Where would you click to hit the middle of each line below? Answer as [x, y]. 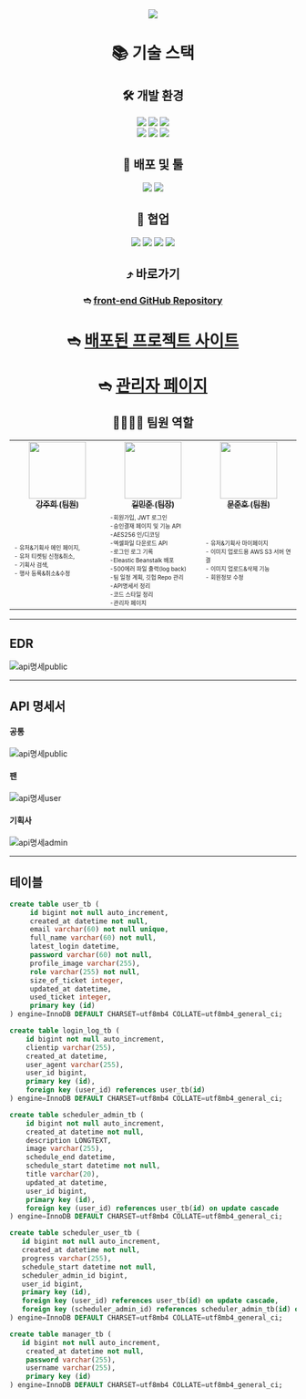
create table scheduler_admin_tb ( [77, 1115]
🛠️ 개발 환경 [153, 95]
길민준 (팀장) [153, 504]
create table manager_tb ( [61, 1334]
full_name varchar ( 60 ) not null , [93, 938]
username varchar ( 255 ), [71, 1368]
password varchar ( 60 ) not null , [91, 955]
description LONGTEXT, [69, 1140]
